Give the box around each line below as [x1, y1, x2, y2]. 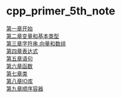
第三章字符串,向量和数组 [6, 40, 66, 47]
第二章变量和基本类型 [6, 32, 59, 40]
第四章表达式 [6, 47, 38, 55]
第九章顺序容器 [6, 85, 43, 92]
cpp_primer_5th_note [6, 4, 116, 18]
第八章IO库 [6, 77, 33, 85]
